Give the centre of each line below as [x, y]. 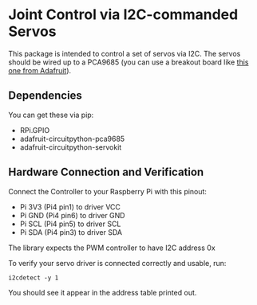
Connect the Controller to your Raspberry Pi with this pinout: [108, 191]
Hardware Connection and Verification [106, 172]
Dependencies [45, 96]
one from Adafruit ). [40, 70]
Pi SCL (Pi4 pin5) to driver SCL [70, 224]
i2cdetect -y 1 [34, 278]
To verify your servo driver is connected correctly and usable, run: [117, 263]
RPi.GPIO [35, 130]
